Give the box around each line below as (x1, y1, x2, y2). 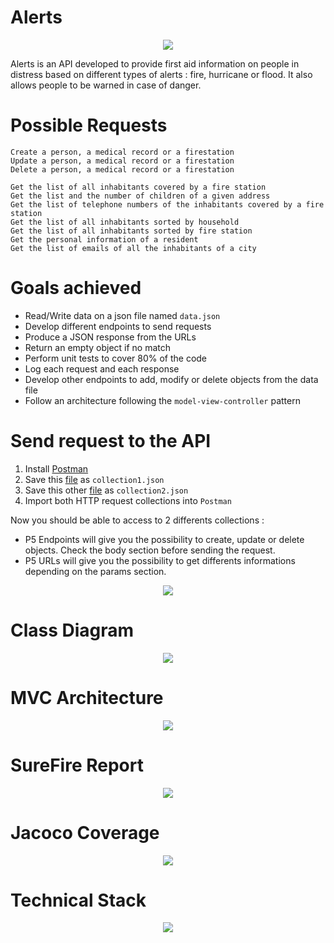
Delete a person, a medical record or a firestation (10, 164, 235, 175)
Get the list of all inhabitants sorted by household (10, 217, 240, 227)
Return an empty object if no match (24, 341, 172, 353)
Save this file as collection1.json (24, 473, 165, 485)
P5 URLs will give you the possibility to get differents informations (24, 554, 296, 566)
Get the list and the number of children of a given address (10, 191, 271, 201)
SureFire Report (10, 754, 144, 776)
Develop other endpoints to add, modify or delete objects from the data (24, 373, 319, 385)
